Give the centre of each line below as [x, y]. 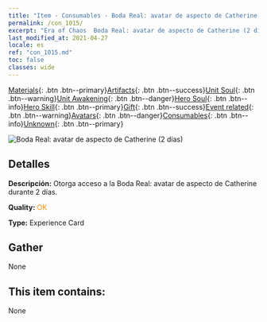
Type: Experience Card [46, 223]
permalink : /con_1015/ [46, 23]
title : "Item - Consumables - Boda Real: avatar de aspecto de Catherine [133, 16]
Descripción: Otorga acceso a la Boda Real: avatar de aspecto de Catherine [133, 183]
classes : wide [32, 68]
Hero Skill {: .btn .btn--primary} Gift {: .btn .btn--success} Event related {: [139, 107]
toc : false [26, 60]
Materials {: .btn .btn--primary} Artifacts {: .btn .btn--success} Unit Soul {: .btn [132, 90]
